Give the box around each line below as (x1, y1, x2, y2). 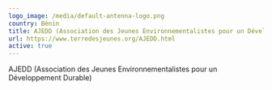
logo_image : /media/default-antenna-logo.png (8, 11, 164, 20)
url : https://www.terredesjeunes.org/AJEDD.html (8, 34, 176, 43)
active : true (8, 42, 53, 50)
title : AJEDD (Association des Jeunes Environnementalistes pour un (8, 27, 244, 35)
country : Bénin (8, 19, 60, 28)
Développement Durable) (8, 73, 92, 83)
